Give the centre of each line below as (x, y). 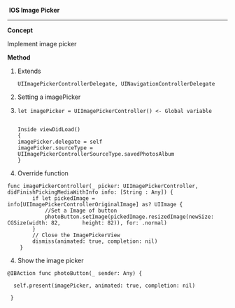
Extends (29, 71)
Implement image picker (42, 44)
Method (19, 58)
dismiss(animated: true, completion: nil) (95, 241)
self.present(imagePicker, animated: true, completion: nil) (105, 286)
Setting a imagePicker (49, 97)
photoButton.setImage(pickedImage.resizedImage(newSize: (129, 217)
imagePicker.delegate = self (60, 142)
